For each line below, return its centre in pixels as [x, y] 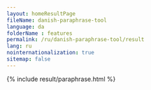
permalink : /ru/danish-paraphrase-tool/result [75, 40]
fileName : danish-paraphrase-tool [57, 20]
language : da [26, 27]
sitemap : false [29, 59]
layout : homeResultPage [41, 14]
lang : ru [19, 46]
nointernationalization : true [51, 53]
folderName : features [39, 33]
